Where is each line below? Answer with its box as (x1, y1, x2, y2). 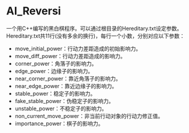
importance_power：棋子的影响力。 (14, 120, 104, 127)
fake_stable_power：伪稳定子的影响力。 (14, 97, 114, 104)
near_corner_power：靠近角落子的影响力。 (14, 75, 121, 82)
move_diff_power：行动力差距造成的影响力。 (14, 52, 126, 59)
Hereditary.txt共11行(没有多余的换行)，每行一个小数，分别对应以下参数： (6, 32, 185, 40)
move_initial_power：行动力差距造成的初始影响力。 (14, 45, 142, 52)
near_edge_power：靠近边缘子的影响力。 (14, 82, 118, 89)
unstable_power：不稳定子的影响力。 (14, 105, 107, 112)
